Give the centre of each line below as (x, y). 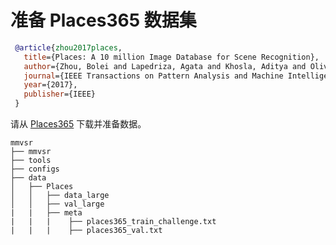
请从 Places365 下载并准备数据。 (78, 124)
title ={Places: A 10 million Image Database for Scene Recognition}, (171, 57)
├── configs (35, 169)
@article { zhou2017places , (68, 47)
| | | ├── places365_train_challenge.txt (113, 222)
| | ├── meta (46, 213)
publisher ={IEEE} (60, 94)
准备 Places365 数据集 (103, 20)
